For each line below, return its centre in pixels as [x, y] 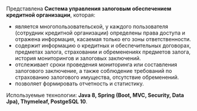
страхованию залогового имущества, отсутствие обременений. [97, 77]
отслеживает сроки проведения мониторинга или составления [96, 64]
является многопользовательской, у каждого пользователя [92, 27]
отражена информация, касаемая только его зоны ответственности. [103, 39]
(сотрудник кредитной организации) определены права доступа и [100, 33]
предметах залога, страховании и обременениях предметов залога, [103, 52]
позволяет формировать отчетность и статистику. [79, 84]
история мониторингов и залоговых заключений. [78, 58]
